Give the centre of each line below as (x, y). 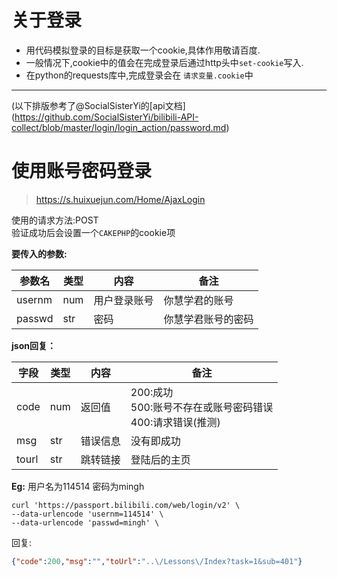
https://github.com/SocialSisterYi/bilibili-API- (106, 117)
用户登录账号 (123, 300)
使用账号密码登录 (82, 171)
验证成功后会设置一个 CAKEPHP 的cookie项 (93, 232)
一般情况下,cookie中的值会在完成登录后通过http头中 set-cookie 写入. (164, 62)
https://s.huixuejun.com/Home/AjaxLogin (120, 199)
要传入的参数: (39, 253)
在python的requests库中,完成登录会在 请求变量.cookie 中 (139, 75)
